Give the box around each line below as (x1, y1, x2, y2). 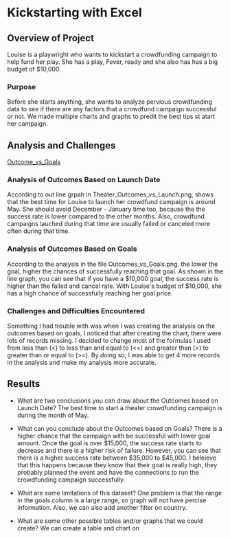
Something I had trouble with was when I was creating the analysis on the (7, 322, 216, 330)
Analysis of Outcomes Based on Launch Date (7, 175, 161, 185)
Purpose (7, 82, 36, 91)
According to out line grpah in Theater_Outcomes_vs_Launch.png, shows (7, 190, 214, 199)
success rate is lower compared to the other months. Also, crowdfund (7, 212, 205, 221)
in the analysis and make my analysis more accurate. (7, 359, 157, 366)
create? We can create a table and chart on (16, 524, 139, 532)
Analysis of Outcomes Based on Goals (7, 244, 137, 254)
